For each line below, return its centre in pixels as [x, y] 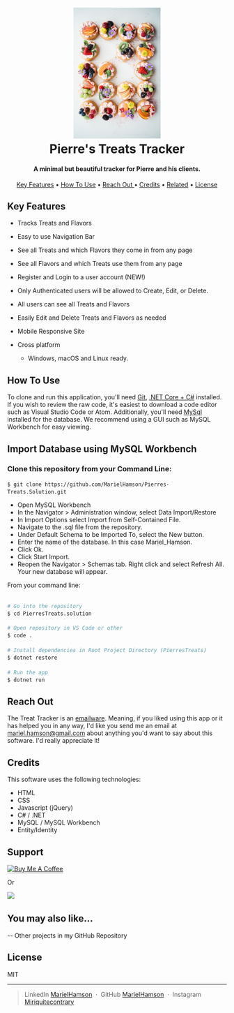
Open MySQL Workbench [54, 505]
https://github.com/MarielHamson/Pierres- [107, 485]
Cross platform [39, 345]
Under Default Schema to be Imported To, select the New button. [110, 534]
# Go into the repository [45, 606]
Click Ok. [30, 549]
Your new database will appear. [62, 571]
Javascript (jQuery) [45, 808]
